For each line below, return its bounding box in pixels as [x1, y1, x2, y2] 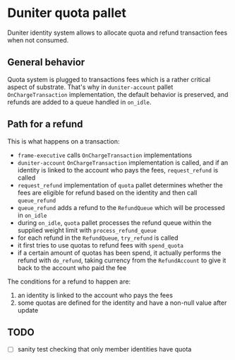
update [17, 306, 39, 314]
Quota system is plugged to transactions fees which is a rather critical [7, 75, 210, 83]
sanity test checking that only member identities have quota [17, 345, 192, 354]
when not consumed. [7, 35, 69, 44]
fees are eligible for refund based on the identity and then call [17, 188, 198, 197]
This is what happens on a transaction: [7, 137, 120, 146]
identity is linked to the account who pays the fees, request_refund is [17, 166, 219, 174]
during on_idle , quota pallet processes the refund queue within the [17, 218, 212, 227]
